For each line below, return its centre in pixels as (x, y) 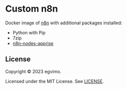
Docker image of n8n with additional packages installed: (64, 23)
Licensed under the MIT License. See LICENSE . (55, 81)
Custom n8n (32, 9)
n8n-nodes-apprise (33, 43)
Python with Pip (29, 32)
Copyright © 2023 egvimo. (33, 71)
